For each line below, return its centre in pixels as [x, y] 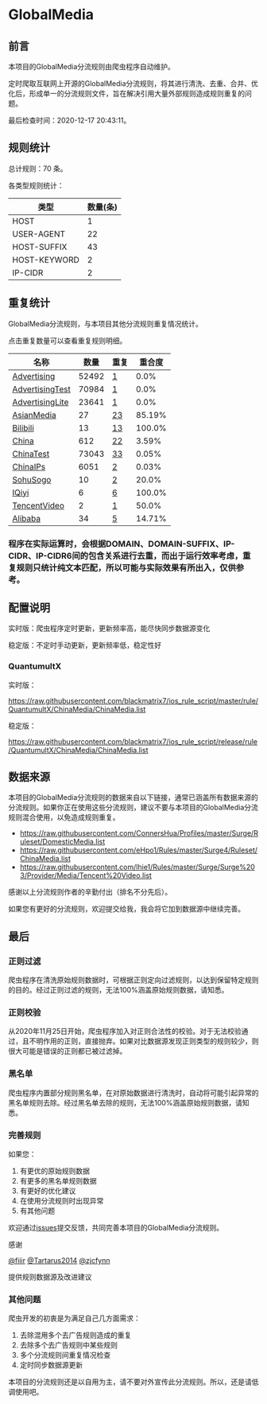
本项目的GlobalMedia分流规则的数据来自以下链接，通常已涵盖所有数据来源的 [133, 798]
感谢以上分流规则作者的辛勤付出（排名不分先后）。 [90, 892]
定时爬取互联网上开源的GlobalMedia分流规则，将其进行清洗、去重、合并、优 [133, 84]
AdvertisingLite [41, 402]
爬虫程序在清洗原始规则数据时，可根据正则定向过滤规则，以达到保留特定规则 [133, 980]
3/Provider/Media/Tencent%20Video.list [86, 876]
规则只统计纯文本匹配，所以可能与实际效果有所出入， [118, 567]
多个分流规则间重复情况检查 [65, 1355]
